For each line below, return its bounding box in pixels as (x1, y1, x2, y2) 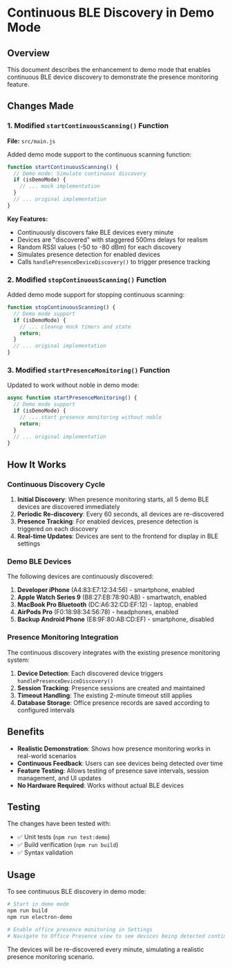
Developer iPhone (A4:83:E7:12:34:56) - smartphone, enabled (17, 586, 195, 594)
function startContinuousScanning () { (7, 163, 119, 170)
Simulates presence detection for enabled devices (17, 250, 161, 258)
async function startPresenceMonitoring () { (7, 395, 137, 402)
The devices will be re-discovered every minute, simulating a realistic (7, 945, 204, 953)
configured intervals (17, 706, 75, 714)
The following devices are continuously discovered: (7, 573, 154, 581)
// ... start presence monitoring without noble (19, 414, 162, 421)
